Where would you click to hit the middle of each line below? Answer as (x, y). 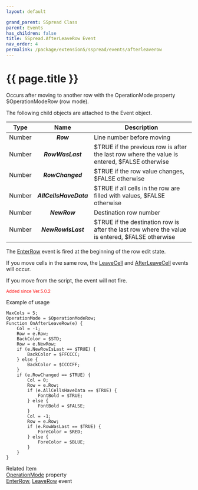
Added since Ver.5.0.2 (29, 291)
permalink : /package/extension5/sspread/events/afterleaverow (84, 50)
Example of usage (28, 302)
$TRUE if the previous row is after (141, 147)
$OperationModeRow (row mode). (48, 101)
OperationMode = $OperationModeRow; (51, 318)
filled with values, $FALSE (129, 195)
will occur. (19, 269)
